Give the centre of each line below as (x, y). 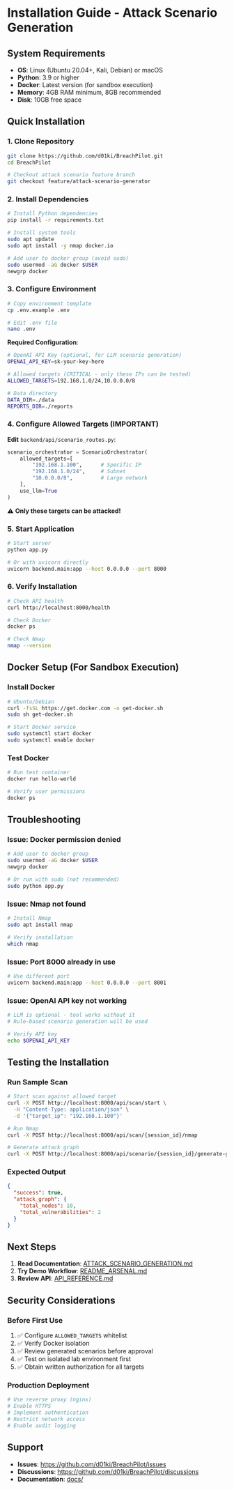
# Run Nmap (23, 1128)
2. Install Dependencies (48, 199)
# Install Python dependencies (53, 214)
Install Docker (31, 687)
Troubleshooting (44, 820)
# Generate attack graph (43, 1148)
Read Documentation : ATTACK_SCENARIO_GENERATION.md (105, 1264)
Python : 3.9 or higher (48, 77)
